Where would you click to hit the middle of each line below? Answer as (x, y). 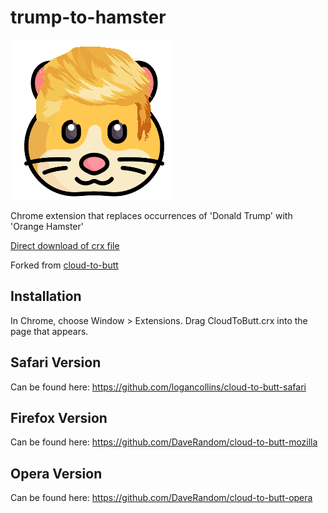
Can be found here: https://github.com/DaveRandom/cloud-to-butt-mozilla (164, 442)
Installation (46, 296)
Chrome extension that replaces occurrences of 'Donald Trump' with (151, 215)
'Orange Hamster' (47, 226)
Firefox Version (59, 417)
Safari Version (56, 362)
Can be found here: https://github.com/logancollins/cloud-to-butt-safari (158, 387)
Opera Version (56, 473)
